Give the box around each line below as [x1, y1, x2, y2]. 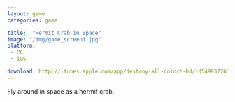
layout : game [7, 10, 45, 17]
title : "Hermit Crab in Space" [7, 29, 101, 36]
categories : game [7, 17, 58, 24]
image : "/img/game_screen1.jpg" [7, 36, 101, 43]
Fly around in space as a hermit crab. [7, 87, 115, 95]
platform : [7, 43, 36, 50]
